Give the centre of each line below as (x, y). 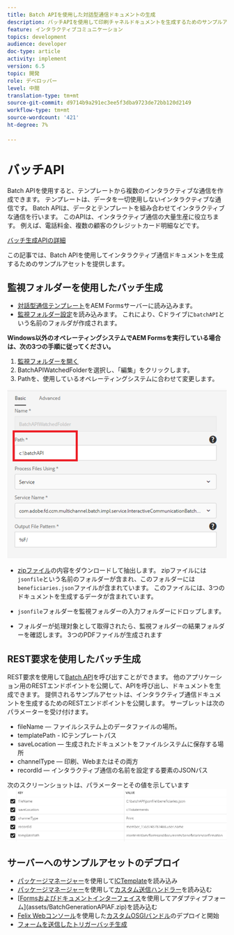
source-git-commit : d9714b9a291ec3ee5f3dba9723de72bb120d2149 (99, 103)
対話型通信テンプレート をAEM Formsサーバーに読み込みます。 (107, 306)
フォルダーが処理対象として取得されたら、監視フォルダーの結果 (109, 626)
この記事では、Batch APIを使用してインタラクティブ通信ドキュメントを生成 (116, 255)
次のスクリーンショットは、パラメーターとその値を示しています (99, 785)
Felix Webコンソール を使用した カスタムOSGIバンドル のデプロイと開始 (118, 915)
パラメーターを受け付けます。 (50, 712)
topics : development (37, 37)
